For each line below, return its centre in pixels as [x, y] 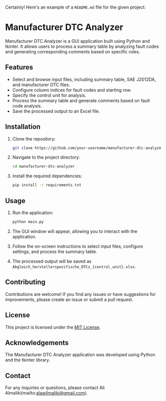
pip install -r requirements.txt [47, 185]
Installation [23, 127]
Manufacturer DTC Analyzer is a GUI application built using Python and [78, 41]
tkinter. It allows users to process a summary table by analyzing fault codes [82, 46]
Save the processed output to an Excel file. [56, 111]
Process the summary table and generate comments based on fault [81, 100]
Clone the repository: [34, 138]
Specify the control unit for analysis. [49, 95]
